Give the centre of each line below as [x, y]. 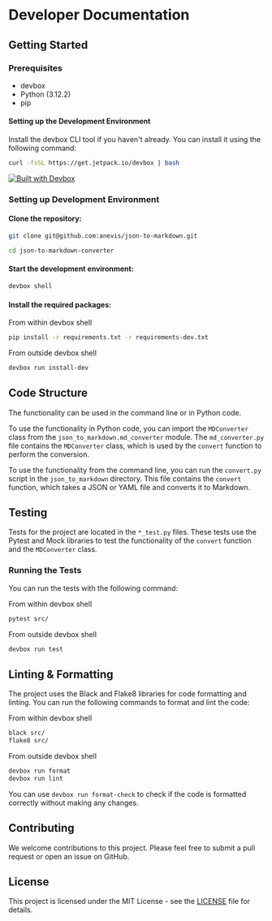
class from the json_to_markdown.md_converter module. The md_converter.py [136, 437]
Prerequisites [35, 68]
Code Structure [48, 393]
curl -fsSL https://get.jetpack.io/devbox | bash [94, 163]
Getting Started [48, 45]
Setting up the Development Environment [80, 121]
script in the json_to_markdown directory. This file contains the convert [125, 478]
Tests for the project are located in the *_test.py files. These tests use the [133, 532]
